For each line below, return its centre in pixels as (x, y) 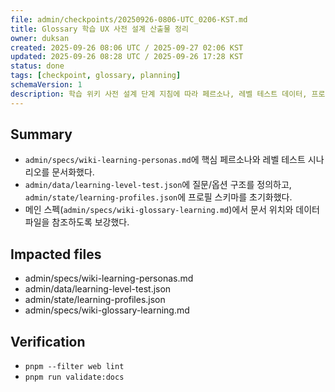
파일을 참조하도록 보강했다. (77, 222)
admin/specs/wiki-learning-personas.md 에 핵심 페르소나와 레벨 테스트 (165, 160)
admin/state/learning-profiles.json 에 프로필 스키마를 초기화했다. (158, 197)
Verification (48, 341)
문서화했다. (73, 172)
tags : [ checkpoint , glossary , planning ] (96, 76)
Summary (41, 134)
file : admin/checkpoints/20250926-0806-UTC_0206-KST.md (129, 19)
